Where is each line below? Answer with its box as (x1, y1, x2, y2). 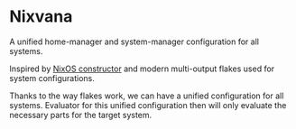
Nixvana (9, 6, 73, 27)
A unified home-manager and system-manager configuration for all (9, 36, 260, 47)
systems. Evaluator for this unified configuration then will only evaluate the (9, 99, 287, 110)
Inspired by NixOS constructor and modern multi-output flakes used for (9, 63, 275, 74)
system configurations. (9, 72, 95, 83)
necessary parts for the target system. (9, 109, 153, 120)
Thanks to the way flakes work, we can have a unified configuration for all (9, 90, 284, 101)
